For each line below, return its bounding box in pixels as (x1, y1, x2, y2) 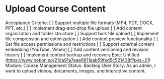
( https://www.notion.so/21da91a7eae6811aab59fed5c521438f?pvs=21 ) (5, 57, 151, 63)
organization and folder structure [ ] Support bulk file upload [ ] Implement (5, 30, 159, 36)
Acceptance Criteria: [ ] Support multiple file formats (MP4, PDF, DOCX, (5, 20, 154, 26)
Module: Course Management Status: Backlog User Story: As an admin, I (5, 62, 156, 68)
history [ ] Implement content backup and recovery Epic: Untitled (5, 51, 140, 58)
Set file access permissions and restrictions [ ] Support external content (5, 41, 154, 47)
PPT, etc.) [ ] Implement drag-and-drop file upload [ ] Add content (5, 25, 142, 31)
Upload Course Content (5, 3, 106, 15)
